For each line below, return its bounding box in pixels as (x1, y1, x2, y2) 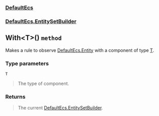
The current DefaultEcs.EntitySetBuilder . (17, 105, 103, 111)
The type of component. (17, 80, 70, 86)
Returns (5, 93, 26, 100)
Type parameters (5, 60, 49, 67)
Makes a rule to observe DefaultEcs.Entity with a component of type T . (5, 47, 154, 53)
